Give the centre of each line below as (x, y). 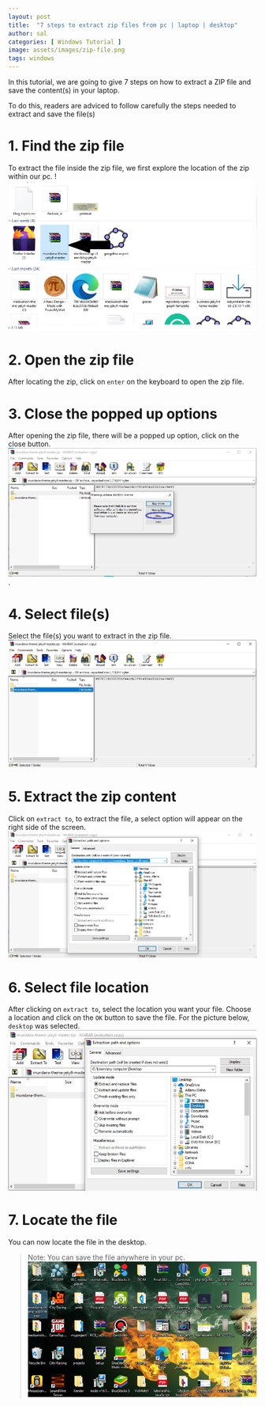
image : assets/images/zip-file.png (67, 50)
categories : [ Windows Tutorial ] (65, 42)
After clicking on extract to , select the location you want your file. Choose (130, 1010)
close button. (30, 444)
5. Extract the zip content (92, 797)
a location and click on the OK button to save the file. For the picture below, (129, 1018)
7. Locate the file (63, 1220)
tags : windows (32, 59)
